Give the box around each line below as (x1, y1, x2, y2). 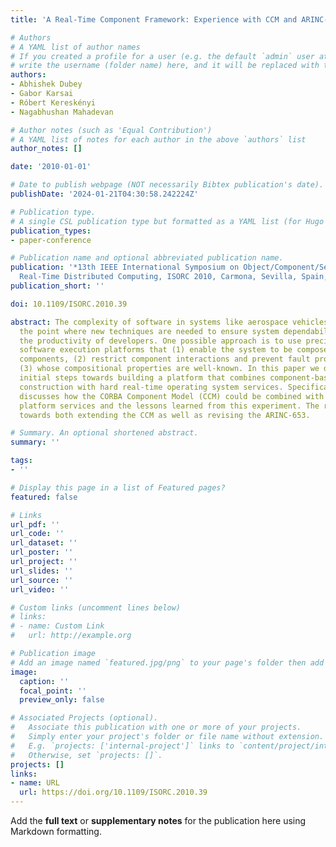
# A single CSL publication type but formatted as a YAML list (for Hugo (10, 216, 325, 226)
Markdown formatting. (10, 826, 102, 837)
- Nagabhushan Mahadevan (10, 107, 114, 117)
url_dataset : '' (10, 538, 78, 548)
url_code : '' (10, 529, 65, 539)
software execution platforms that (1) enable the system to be (19, 345, 293, 355)
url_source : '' (10, 575, 74, 585)
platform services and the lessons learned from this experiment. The (19, 401, 320, 411)
